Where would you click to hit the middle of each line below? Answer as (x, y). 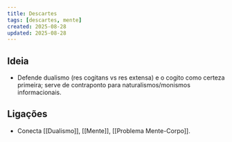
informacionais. (39, 92)
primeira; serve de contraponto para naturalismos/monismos (104, 85)
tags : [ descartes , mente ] (44, 20)
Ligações (27, 114)
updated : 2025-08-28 (37, 33)
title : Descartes (32, 14)
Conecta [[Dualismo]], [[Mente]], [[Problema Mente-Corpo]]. (104, 131)
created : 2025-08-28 (37, 26)
